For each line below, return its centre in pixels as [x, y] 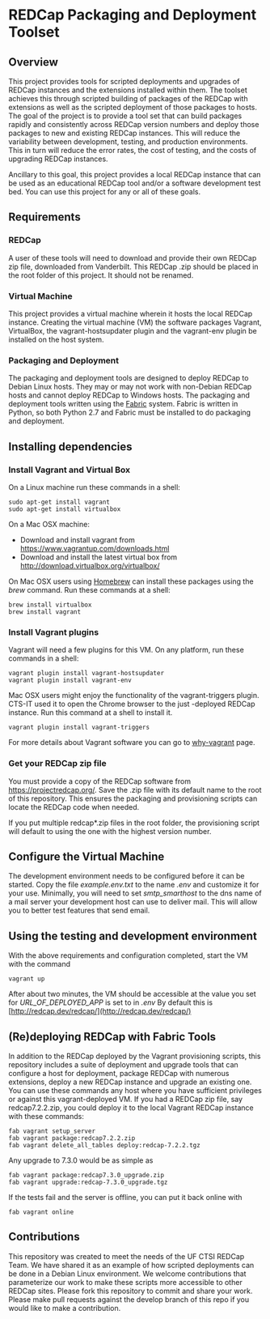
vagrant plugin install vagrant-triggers [79, 728]
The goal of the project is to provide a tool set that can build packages [125, 116]
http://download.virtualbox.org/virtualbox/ [90, 565]
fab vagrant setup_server [52, 1131]
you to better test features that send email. [79, 911]
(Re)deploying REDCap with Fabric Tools [112, 1037]
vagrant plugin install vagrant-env [70, 681]
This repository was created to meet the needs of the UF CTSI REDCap [127, 1256]
